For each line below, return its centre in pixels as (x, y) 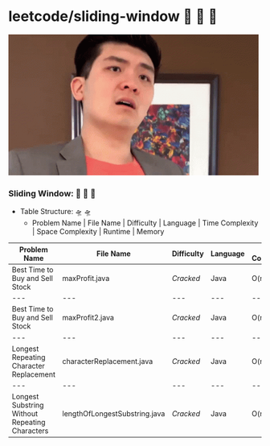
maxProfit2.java (88, 318)
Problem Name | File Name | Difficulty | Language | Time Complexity (145, 223)
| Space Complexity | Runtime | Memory (98, 232)
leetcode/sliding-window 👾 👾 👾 (113, 17)
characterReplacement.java (108, 361)
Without (25, 414)
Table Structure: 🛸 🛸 (55, 212)
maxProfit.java (86, 278)
